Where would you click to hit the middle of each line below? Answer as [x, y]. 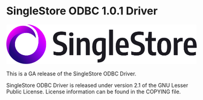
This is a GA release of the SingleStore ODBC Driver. [71, 74]
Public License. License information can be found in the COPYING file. [94, 92]
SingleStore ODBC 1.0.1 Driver [82, 11]
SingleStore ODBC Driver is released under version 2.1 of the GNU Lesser [97, 85]
